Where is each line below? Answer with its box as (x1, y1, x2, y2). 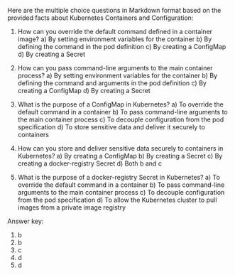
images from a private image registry (17, 203, 126, 212)
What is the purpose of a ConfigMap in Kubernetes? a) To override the (17, 100, 224, 109)
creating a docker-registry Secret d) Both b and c (17, 159, 162, 168)
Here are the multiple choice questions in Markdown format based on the (7, 6, 222, 14)
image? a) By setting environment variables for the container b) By (17, 35, 212, 43)
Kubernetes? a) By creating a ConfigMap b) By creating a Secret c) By (17, 152, 223, 160)
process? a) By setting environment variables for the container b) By (17, 71, 218, 80)
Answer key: (7, 217, 44, 225)
